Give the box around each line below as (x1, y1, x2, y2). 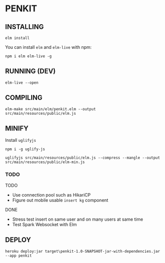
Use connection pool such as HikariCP (12, 192, 91, 197)
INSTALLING (5, 23, 44, 31)
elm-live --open (5, 80, 39, 85)
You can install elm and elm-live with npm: (5, 44, 92, 50)
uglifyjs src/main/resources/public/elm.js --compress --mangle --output (5, 156, 161, 161)
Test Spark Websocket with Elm (12, 221, 77, 227)
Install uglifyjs (5, 137, 36, 143)
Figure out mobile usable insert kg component (12, 197, 109, 203)
